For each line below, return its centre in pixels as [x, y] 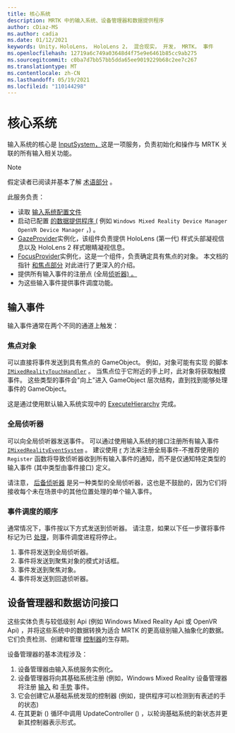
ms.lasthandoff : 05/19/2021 [49, 80]
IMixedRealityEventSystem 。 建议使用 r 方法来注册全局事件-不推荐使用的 [113, 449]
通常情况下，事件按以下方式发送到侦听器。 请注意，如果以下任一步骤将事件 [116, 528]
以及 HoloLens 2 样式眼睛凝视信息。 [76, 248]
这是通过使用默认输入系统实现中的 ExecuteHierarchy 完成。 [94, 404]
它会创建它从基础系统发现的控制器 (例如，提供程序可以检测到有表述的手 [121, 696]
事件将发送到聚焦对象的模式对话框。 [70, 560]
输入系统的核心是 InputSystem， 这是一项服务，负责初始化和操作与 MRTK [114, 144]
